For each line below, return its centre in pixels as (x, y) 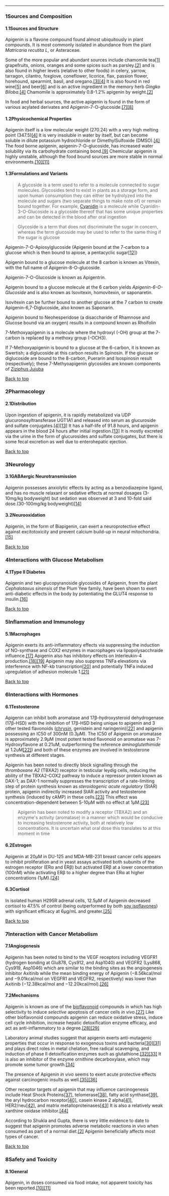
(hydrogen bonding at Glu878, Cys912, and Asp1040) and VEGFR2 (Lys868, (83, 962)
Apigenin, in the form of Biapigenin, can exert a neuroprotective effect (78, 526)
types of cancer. (22, 1137)
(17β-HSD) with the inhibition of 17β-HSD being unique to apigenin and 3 (80, 723)
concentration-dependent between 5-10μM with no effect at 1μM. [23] (77, 802)
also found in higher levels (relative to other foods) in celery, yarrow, (76, 71)
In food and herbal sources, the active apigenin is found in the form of (77, 102)
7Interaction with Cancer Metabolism (52, 934)
